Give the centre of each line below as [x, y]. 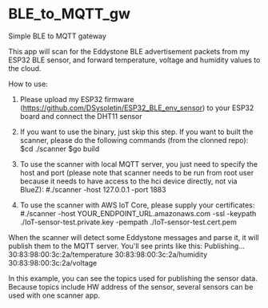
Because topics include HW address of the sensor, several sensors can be [131, 286]
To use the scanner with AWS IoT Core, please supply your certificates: [137, 205]
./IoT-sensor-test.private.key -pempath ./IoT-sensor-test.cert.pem [128, 222]
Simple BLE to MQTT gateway [57, 36]
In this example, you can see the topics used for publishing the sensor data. [133, 278]
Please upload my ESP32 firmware [77, 99]
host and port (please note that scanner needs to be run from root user [137, 172]
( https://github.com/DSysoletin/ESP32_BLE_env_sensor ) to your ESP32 [137, 108]
